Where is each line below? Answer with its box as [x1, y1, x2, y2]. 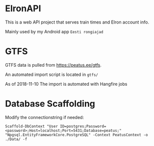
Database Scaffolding [5, 98, 96, 109]
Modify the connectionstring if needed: [5, 114, 84, 120]
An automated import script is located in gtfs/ [5, 72, 98, 77]
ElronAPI [5, 3, 41, 14]
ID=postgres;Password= [59, 123, 106, 129]
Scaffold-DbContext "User [5, 123, 58, 129]
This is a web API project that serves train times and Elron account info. [5, 19, 150, 25]
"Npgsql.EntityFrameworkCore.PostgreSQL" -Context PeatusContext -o [5, 132, 148, 137]
